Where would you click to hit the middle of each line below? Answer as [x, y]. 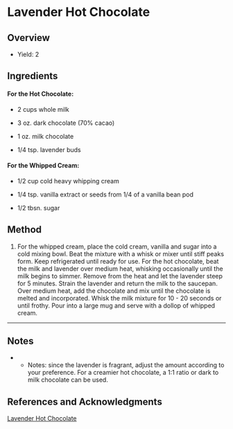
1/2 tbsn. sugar [38, 208]
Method [25, 230]
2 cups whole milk [43, 109]
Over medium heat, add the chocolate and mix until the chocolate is [114, 291]
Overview [29, 38]
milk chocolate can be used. [68, 380]
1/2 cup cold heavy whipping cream [68, 180]
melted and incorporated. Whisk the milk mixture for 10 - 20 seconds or [119, 298]
